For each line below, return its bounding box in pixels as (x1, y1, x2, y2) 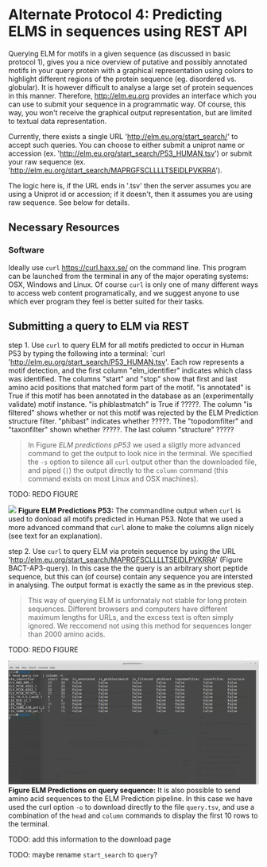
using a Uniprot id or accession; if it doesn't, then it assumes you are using (8, 189, 253, 199)
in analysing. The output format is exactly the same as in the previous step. (8, 580, 254, 590)
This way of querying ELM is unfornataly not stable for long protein (27, 596, 247, 606)
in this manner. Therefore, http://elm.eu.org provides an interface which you (8, 91, 257, 100)
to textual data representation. (8, 116, 107, 126)
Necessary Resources (8, 221, 121, 234)
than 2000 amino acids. (27, 629, 106, 639)
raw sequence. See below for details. (8, 197, 130, 207)
